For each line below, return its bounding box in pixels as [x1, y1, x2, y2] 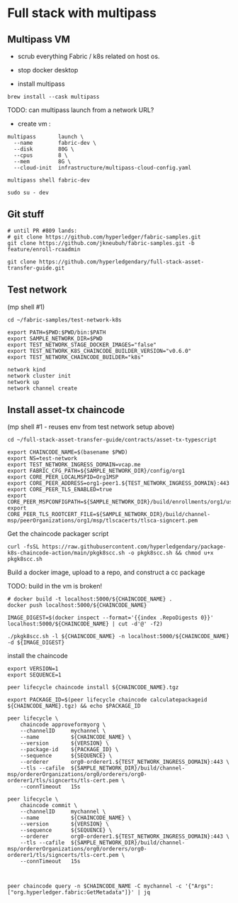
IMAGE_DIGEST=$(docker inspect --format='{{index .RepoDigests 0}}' [7, 614, 214, 622]
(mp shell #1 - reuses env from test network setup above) [7, 422, 175, 431]
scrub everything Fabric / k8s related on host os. [17, 52, 160, 60]
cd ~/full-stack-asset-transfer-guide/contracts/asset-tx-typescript [7, 437, 217, 444]
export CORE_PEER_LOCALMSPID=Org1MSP [7, 474, 119, 481]
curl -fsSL [7, 543, 40, 551]
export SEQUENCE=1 [7, 672, 62, 679]
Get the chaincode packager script [7, 530, 109, 538]
